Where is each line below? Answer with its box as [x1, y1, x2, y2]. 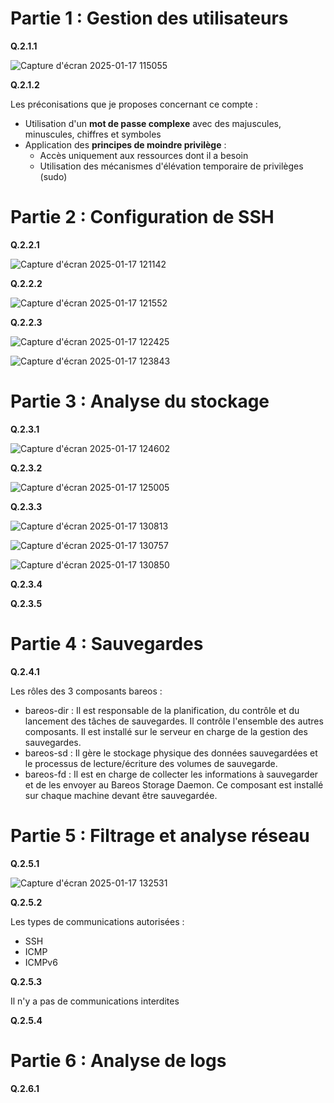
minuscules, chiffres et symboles [24, 128, 162, 140]
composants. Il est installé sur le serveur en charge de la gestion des [24, 725, 308, 737]
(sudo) [39, 170, 68, 182]
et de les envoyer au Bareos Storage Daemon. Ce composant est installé [24, 778, 324, 791]
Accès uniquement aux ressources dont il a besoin [39, 149, 249, 161]
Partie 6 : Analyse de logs [10, 1049, 227, 1072]
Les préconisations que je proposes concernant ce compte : [10, 98, 258, 110]
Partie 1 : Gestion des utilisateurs [10, 7, 289, 30]
